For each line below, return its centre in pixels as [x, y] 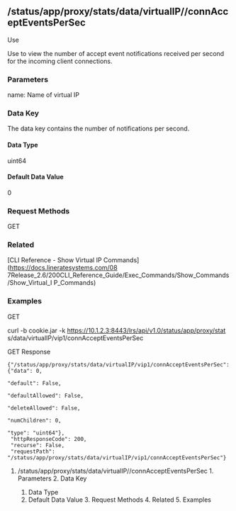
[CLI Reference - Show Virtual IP [55, 260]
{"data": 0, [25, 371]
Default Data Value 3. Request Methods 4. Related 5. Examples [119, 500]
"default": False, [34, 383]
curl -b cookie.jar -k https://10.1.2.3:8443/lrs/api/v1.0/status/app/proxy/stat [117, 330]
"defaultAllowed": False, [45, 395]
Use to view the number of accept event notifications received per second [116, 53]
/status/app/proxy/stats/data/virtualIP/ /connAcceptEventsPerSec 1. [116, 471]
